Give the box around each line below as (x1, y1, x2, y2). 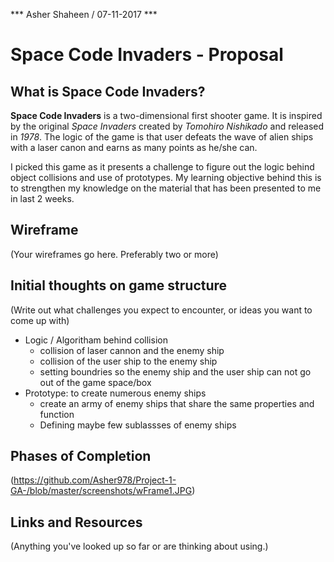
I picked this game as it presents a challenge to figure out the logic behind (10, 161, 315, 173)
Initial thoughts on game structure (10, 277, 228, 294)
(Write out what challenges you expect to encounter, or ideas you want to (10, 304, 313, 316)
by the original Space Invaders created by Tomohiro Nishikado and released (10, 120, 325, 132)
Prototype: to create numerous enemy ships (24, 387, 207, 399)
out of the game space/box (39, 376, 152, 388)
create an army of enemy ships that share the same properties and (39, 397, 315, 409)
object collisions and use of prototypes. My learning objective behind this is (10, 172, 322, 183)
